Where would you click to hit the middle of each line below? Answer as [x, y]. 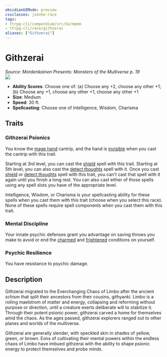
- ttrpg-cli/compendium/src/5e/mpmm [43, 24]
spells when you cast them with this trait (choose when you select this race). [84, 200]
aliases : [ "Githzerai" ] [30, 33]
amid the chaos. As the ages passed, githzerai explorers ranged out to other [83, 318]
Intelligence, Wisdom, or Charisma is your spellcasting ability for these [78, 195]
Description [24, 279]
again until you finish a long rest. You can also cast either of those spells [79, 180]
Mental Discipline [27, 223]
